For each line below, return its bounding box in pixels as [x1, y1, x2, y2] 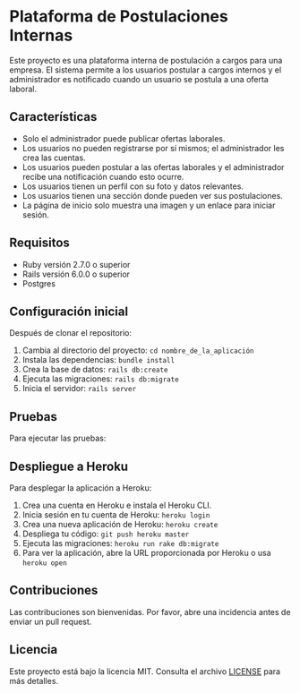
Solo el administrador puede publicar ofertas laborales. [21, 133, 226, 144]
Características [9, 109, 98, 124]
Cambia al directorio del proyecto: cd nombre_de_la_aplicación [21, 345, 254, 355]
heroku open [21, 559, 67, 568]
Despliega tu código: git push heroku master [21, 528, 190, 539]
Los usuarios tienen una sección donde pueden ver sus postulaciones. [21, 190, 284, 201]
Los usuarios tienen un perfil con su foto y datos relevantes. [21, 181, 244, 192]
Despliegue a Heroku [9, 458, 128, 474]
